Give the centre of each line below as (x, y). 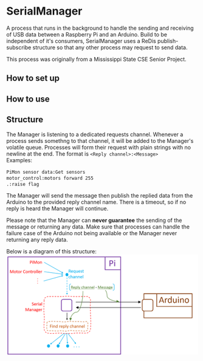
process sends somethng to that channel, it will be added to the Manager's (100, 140)
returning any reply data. (37, 239)
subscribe (19, 47)
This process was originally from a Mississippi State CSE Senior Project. (96, 59)
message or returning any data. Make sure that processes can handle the (98, 227)
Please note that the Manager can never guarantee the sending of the (94, 220)
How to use (28, 99)
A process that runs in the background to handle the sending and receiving (100, 28)
